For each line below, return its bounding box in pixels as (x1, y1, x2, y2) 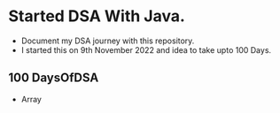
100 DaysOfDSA (8, 71, 99, 86)
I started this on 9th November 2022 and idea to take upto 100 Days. (20, 44, 272, 55)
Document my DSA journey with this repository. (20, 35, 195, 46)
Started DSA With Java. (8, 6, 185, 26)
